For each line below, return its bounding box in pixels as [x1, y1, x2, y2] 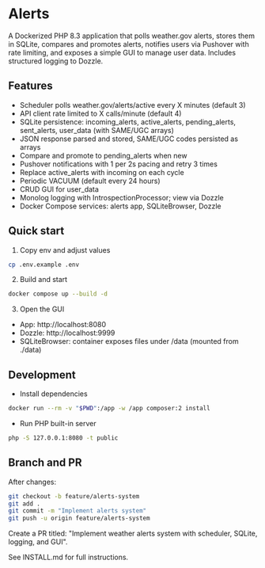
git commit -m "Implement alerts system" [8, 507, 147, 515]
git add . [8, 500, 41, 508]
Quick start [8, 224, 65, 238]
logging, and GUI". [8, 537, 68, 547]
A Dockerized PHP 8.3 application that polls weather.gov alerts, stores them [8, 31, 256, 40]
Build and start [19, 275, 68, 284]
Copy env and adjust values [19, 245, 111, 254]
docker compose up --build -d [8, 290, 108, 298]
